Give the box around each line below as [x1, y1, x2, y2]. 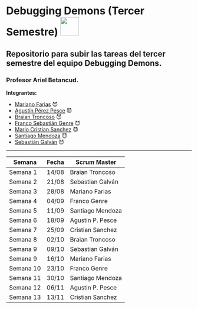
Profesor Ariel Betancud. [6, 76, 78, 84]
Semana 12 [9, 283, 41, 291]
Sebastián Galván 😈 [14, 138, 65, 146]
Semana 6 [9, 216, 37, 224]
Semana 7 [9, 226, 37, 234]
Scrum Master [75, 158, 117, 166]
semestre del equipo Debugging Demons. [6, 58, 162, 68]
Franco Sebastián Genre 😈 [14, 120, 81, 127]
